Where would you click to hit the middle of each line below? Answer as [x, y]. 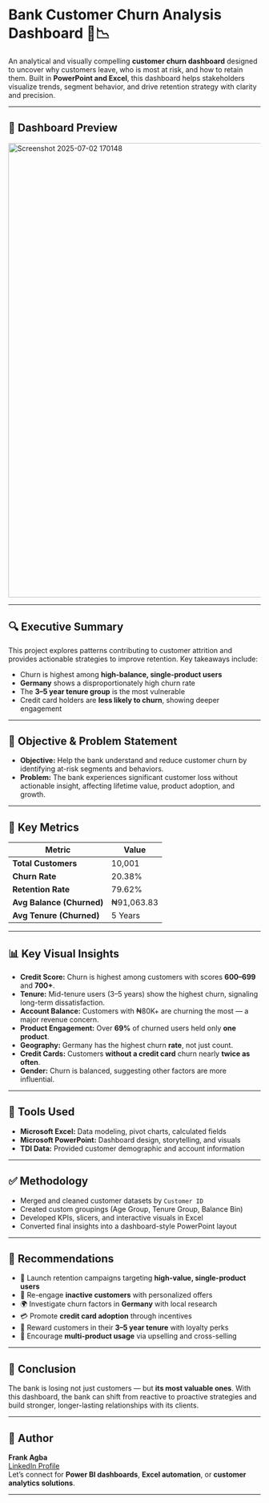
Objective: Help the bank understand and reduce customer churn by [133, 761]
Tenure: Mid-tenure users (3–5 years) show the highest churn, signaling [139, 994]
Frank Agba [28, 1457]
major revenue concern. [59, 1020]
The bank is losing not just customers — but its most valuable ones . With [129, 1388]
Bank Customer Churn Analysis [115, 15]
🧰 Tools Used [42, 1112]
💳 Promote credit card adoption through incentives [106, 1316]
